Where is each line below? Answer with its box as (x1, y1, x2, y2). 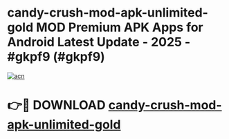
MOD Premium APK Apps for (35, 19, 203, 35)
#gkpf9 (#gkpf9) (7, 49, 105, 65)
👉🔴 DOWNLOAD (7, 98, 106, 113)
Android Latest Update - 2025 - (7, 35, 191, 50)
